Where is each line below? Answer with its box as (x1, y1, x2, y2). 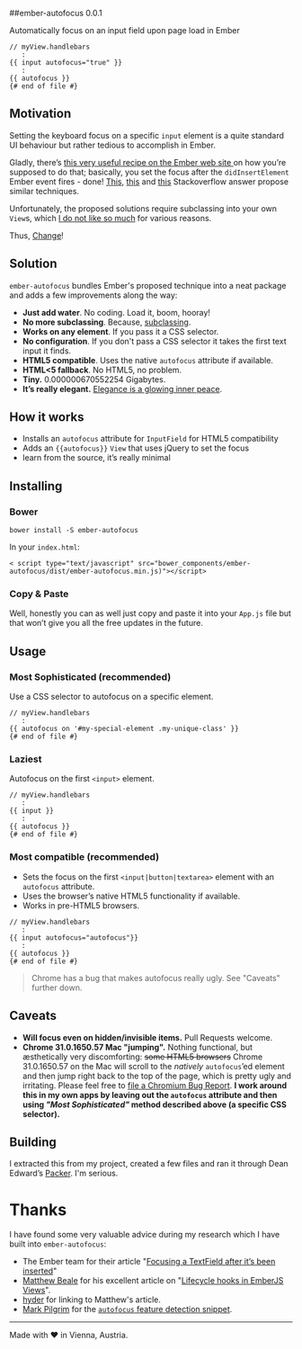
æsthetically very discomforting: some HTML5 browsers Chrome (22, 1051, 263, 1062)
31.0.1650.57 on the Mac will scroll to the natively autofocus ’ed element (22, 1060, 285, 1071)
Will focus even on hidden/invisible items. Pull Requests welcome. (22, 1032, 273, 1042)
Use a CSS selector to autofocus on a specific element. (9, 692, 214, 702)
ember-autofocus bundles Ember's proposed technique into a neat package (9, 280, 287, 290)
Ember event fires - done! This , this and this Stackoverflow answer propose (9, 175, 289, 187)
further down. (31, 982, 83, 993)
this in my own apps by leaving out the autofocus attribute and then (22, 1089, 278, 1100)
